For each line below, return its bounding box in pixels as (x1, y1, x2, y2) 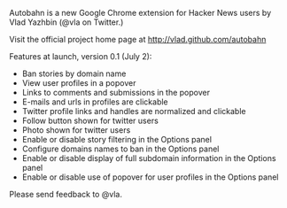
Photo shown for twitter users (21, 125, 131, 135)
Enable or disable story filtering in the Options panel (21, 135, 213, 144)
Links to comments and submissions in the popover (21, 88, 211, 97)
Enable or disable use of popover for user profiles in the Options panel (21, 172, 279, 182)
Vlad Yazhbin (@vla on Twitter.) (9, 17, 124, 27)
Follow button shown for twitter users (21, 115, 159, 126)
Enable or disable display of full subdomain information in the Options (21, 153, 276, 163)
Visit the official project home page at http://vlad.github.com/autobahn (9, 35, 267, 44)
